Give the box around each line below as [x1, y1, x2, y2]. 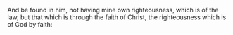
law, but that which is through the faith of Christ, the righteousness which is [7, 13, 227, 21]
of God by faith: [7, 21, 53, 28]
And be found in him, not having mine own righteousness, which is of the [7, 6, 219, 14]
